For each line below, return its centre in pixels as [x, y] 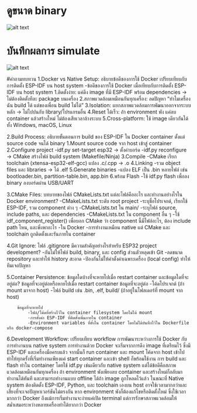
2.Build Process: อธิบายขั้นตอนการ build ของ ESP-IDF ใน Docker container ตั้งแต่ [96, 136]
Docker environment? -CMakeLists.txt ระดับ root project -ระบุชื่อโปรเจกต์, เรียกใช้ [97, 201]
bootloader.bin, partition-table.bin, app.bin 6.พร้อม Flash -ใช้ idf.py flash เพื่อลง [98, 176]
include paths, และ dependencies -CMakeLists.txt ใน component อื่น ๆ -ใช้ [93, 214]
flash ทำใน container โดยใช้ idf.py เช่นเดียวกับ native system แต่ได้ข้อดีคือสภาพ [91, 365]
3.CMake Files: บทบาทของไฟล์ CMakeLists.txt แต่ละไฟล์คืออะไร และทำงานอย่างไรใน [95, 194]
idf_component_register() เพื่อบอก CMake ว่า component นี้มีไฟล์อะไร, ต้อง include [99, 221]
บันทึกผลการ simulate [53, 51]
